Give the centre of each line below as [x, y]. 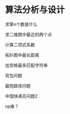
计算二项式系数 [20, 44]
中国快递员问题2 [21, 96]
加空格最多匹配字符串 [26, 65]
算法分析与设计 [35, 10]
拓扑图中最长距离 [22, 55]
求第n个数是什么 [21, 24]
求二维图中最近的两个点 [28, 34]
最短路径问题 [18, 85]
